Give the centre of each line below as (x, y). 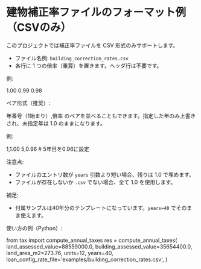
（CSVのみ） (39, 27)
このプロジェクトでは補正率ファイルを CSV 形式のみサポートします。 (92, 45)
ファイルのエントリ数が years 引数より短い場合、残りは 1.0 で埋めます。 (104, 174)
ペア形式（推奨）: (28, 103)
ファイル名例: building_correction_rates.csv (72, 58)
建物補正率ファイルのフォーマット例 (96, 12)
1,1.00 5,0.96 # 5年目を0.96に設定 (48, 149)
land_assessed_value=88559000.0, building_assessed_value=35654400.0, (99, 246)
